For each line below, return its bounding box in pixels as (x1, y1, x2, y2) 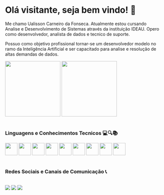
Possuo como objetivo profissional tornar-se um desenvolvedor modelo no (5, 40, 156, 46)
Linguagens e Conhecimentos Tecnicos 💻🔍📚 (5, 130, 118, 136)
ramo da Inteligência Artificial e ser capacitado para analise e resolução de (5, 46, 156, 52)
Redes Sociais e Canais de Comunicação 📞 (5, 168, 107, 175)
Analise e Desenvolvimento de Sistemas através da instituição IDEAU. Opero (5, 26, 160, 32)
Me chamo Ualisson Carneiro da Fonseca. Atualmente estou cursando (5, 21, 147, 27)
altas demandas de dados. (5, 51, 59, 57)
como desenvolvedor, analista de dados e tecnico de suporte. (5, 31, 130, 37)
